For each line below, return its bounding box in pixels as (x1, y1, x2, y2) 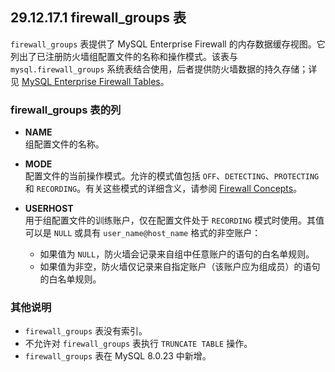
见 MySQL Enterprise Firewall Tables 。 (10, 75, 170, 87)
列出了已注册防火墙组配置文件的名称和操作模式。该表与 (10, 50, 238, 62)
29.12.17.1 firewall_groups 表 (10, 9, 187, 27)
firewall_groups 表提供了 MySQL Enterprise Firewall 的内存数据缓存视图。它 (10, 38, 326, 50)
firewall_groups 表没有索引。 (24, 325, 148, 337)
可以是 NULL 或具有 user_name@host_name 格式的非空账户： (24, 227, 262, 239)
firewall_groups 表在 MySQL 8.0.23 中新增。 (24, 350, 212, 362)
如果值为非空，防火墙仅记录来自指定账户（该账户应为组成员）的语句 (39, 261, 321, 273)
